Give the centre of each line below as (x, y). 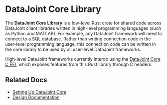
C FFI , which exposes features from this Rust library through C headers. (79, 64)
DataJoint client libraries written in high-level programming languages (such (83, 28)
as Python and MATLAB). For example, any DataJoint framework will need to (83, 33)
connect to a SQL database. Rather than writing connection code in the (78, 39)
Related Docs (26, 80)
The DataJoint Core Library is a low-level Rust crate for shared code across (83, 23)
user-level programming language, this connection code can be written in (81, 44)
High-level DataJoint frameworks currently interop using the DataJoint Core (83, 59)
